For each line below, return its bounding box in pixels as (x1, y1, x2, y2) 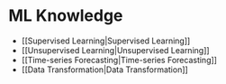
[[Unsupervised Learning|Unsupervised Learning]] (21, 44, 210, 55)
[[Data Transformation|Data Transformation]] (21, 64, 188, 75)
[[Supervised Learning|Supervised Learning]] (21, 35, 191, 46)
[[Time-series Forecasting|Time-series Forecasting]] (21, 54, 218, 65)
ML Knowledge (8, 5, 123, 26)
